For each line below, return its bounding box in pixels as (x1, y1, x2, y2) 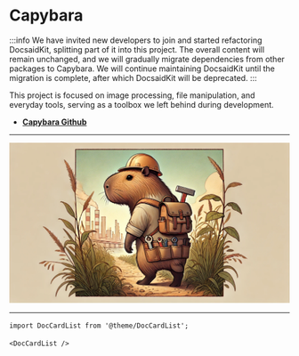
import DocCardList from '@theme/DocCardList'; (9, 321, 190, 330)
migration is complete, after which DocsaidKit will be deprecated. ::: (9, 72, 257, 83)
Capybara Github (21, 117, 87, 127)
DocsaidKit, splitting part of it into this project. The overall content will (9, 44, 265, 54)
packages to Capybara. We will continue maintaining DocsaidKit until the (9, 63, 276, 74)
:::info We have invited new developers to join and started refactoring (9, 35, 263, 45)
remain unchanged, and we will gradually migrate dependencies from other (9, 53, 285, 64)
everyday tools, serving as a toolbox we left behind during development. (9, 99, 274, 109)
